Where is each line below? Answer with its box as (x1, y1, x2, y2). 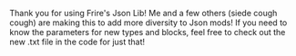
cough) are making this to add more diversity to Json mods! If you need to (9, 17, 288, 28)
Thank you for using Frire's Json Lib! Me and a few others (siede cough (9, 8, 278, 18)
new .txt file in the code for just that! (9, 36, 146, 47)
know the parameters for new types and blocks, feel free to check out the (9, 27, 286, 37)
